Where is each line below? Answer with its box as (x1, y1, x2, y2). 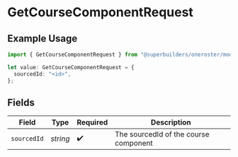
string (50, 134, 70, 144)
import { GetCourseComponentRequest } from (7, 51, 138, 58)
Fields (7, 96, 35, 108)
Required (76, 117, 108, 127)
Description (151, 117, 191, 127)
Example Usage (7, 33, 78, 45)
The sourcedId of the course (114, 129, 210, 139)
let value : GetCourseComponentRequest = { (7, 64, 135, 71)
